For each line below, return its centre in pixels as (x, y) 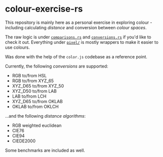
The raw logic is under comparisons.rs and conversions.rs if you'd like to (78, 37)
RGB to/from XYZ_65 (33, 81)
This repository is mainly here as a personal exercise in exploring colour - (79, 22)
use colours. (18, 47)
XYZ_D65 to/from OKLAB (37, 101)
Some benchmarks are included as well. (45, 150)
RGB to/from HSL (29, 75)
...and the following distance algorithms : (45, 116)
